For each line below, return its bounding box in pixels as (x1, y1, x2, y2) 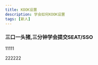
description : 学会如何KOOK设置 (5, 12, 65, 17)
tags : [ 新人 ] (5, 16, 31, 21)
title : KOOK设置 (5, 7, 37, 12)
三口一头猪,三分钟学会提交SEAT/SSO (5, 34, 93, 41)
